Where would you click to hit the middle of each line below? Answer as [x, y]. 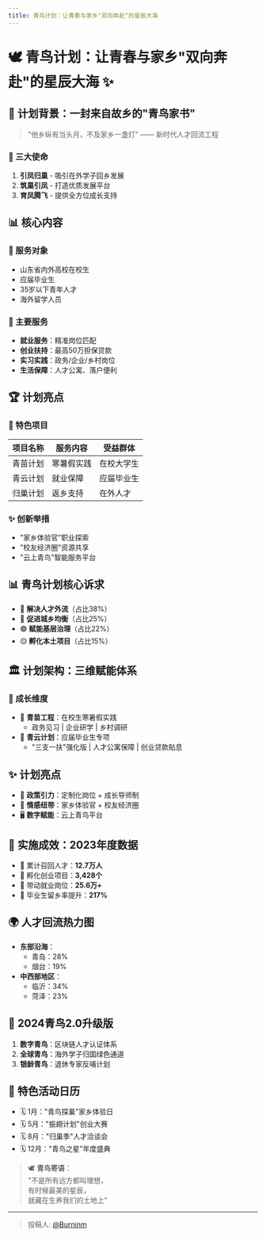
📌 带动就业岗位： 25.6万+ [61, 885]
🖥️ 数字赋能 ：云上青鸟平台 [61, 815]
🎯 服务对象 [28, 250]
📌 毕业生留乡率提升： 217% [64, 895]
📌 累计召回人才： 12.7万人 [61, 865]
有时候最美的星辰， [59, 1190]
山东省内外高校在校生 [54, 269]
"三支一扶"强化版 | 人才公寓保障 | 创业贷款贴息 [107, 747]
